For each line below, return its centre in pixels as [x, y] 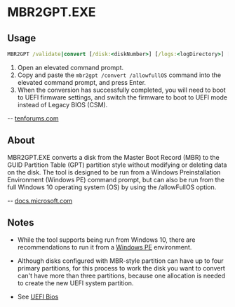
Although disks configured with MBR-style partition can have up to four [120, 261]
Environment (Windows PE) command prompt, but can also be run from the [116, 179]
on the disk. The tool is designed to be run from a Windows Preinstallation [114, 172]
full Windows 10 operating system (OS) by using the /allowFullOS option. [112, 187]
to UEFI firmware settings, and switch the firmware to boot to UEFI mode [122, 97]
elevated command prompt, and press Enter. [81, 82]
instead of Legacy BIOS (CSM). [62, 104]
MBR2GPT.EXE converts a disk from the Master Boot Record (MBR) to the [113, 157]
